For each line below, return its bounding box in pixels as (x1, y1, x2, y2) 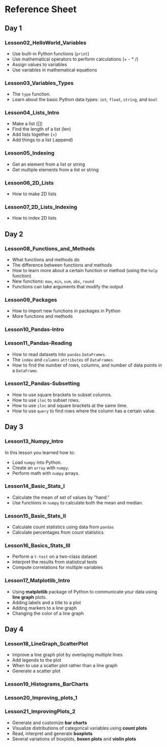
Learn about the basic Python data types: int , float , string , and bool (12, 97, 158, 103)
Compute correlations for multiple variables (12, 564, 103, 571)
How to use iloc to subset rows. (12, 397, 80, 403)
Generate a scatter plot (12, 668, 61, 674)
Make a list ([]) (12, 121, 43, 127)
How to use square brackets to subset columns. (12, 392, 112, 398)
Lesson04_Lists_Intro (5, 109, 59, 116)
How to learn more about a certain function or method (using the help (12, 267, 158, 274)
